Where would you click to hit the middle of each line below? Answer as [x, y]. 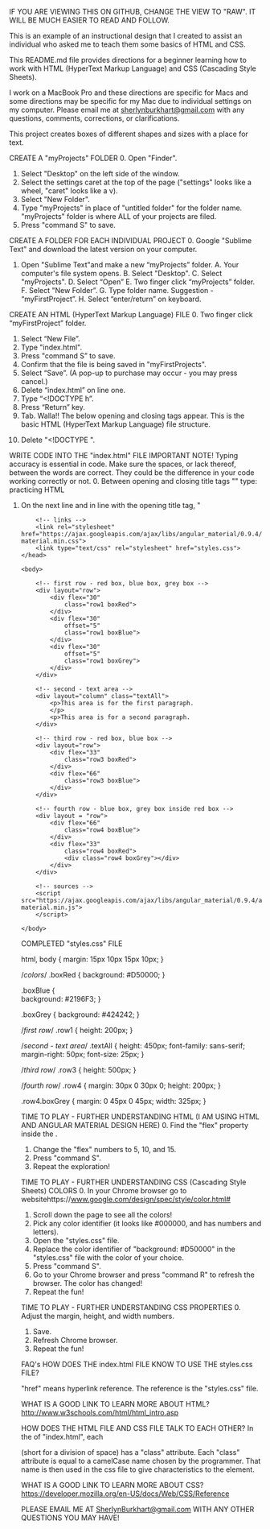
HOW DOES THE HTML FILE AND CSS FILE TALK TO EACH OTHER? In [137, 1428]
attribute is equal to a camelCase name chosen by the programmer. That [141, 1461]
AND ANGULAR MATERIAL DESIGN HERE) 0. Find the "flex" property [134, 1125]
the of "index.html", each [62, 1437]
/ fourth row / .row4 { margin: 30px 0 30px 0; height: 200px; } [121, 1085]
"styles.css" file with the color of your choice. [108, 1258]
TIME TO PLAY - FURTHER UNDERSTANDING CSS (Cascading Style [133, 1182]
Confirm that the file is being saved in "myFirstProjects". [114, 364]
